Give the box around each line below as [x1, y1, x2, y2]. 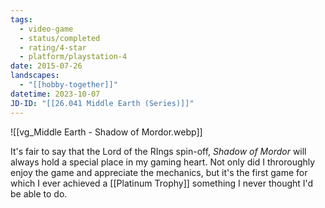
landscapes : [10, 71, 60, 81]
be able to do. [10, 187, 68, 200]
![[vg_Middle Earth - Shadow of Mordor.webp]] [10, 126, 203, 138]
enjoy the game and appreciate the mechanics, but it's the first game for [10, 166, 308, 178]
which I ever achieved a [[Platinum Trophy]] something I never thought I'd [10, 177, 314, 189]
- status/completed [19, 33, 101, 43]
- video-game [19, 24, 74, 34]
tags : [10, 14, 33, 25]
